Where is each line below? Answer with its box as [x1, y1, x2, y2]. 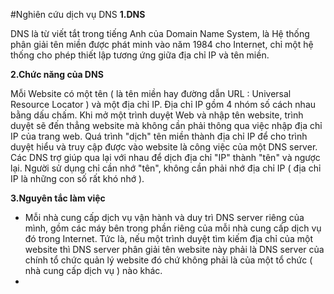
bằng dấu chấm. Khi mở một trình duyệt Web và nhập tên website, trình [10, 109, 304, 121]
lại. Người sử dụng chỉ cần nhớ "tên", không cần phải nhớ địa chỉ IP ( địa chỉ [10, 162, 322, 174]
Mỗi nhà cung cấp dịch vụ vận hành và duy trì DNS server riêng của [24, 212, 305, 223]
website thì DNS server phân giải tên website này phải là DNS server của [24, 244, 325, 255]
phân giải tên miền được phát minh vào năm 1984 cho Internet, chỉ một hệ [10, 39, 314, 50]
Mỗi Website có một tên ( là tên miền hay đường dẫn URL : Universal [10, 88, 292, 99]
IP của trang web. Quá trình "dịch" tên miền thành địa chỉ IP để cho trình [10, 130, 308, 142]
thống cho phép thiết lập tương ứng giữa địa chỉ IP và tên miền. [10, 49, 270, 61]
